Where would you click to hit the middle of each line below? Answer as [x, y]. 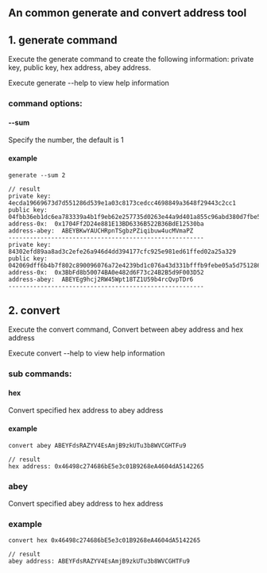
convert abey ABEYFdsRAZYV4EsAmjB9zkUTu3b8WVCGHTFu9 [97, 445]
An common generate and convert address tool [128, 13]
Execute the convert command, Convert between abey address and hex [126, 329]
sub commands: [40, 374]
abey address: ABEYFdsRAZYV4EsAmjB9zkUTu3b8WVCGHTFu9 [99, 561]
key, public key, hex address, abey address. [79, 67]
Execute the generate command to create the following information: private [131, 60]
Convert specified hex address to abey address [86, 410]
